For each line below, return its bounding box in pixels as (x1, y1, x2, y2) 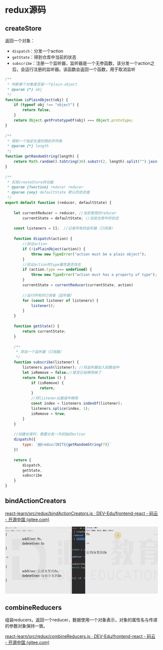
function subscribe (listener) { (14, 360, 79, 365)
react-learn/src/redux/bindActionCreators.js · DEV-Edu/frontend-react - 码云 (5, 510, 158, 516)
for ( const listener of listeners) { (22, 298, 98, 303)
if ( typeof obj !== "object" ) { (14, 102, 79, 107)
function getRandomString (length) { (5, 154, 79, 159)
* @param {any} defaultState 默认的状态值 (7, 190, 90, 195)
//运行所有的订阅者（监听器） (22, 293, 74, 298)
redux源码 (5, 4, 46, 16)
